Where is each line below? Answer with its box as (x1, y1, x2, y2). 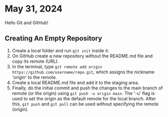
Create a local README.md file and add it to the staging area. (12, 79, 139, 85)
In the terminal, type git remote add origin (12, 63, 103, 69)
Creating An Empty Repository (5, 34, 103, 43)
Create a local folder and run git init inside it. (12, 47, 109, 53)
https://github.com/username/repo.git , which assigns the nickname (12, 69, 154, 75)
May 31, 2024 (5, 3, 63, 15)
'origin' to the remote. (12, 74, 57, 80)
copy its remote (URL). (12, 58, 59, 64)
